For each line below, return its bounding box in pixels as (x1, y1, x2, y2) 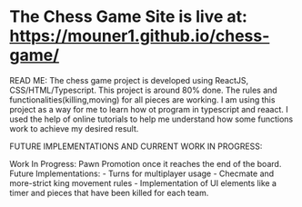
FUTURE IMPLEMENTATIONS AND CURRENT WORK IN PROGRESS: (9, 141, 263, 152)
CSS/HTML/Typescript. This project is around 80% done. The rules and (9, 84, 277, 95)
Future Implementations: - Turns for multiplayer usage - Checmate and (9, 168, 275, 179)
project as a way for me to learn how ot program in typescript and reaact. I (9, 103, 288, 114)
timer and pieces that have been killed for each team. (9, 187, 209, 198)
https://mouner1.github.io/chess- (9, 25, 270, 46)
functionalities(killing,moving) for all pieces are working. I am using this (9, 94, 276, 105)
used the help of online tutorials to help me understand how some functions (9, 113, 294, 124)
